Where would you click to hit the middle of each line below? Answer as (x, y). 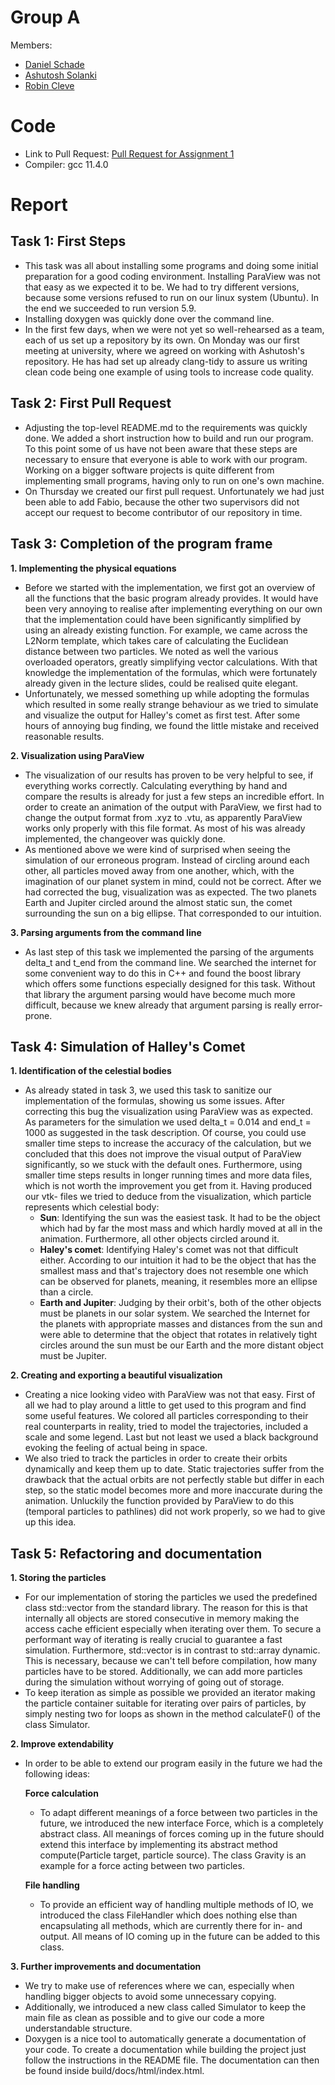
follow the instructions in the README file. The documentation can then (172, 2060)
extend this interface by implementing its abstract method (158, 1845)
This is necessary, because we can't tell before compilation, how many (170, 1661)
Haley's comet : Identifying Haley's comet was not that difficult (169, 1250)
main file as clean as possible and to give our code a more (144, 2018)
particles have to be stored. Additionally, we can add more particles (163, 1672)
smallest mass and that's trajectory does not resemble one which (174, 1271)
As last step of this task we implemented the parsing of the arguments (169, 952)
